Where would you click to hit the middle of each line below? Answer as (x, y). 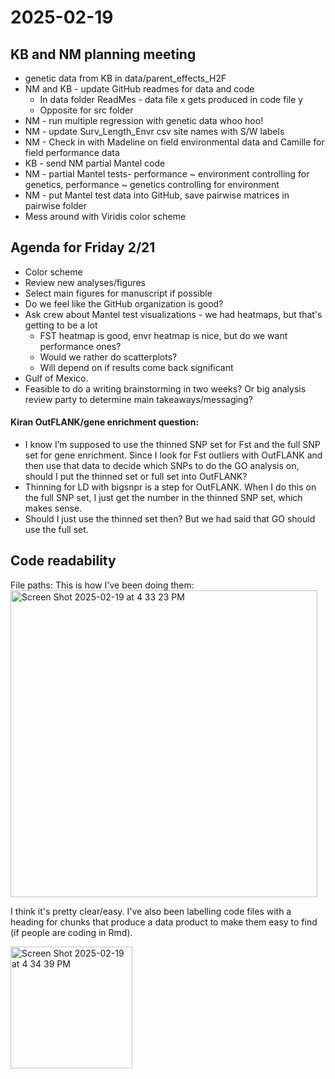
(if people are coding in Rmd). (71, 932)
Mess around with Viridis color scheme (105, 216)
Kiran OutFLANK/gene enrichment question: (105, 422)
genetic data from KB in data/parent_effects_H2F (125, 78)
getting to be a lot (61, 325)
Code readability (63, 561)
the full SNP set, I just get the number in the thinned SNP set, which (163, 498)
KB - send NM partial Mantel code (95, 163)
